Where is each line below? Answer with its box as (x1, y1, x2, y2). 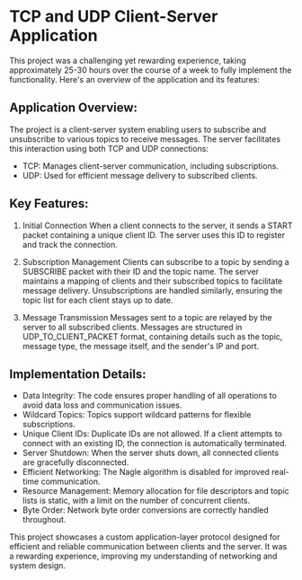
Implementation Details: (9, 366, 147, 382)
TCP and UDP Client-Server (9, 6, 218, 27)
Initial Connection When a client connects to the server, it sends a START (22, 220, 293, 231)
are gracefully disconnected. (22, 457, 129, 468)
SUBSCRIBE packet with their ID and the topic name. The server (22, 266, 259, 277)
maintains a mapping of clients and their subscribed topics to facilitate (22, 276, 283, 286)
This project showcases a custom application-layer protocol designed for (9, 532, 280, 542)
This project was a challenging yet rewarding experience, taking (9, 55, 247, 66)
